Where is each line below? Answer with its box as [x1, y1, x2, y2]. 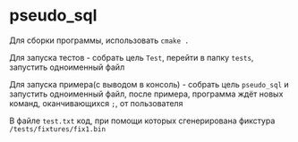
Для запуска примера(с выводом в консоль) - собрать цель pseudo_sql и [9, 79, 289, 89]
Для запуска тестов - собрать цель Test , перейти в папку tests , [9, 52, 254, 63]
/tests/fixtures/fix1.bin [9, 124, 106, 134]
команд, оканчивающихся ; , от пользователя [9, 97, 183, 108]
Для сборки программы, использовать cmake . [9, 35, 190, 46]
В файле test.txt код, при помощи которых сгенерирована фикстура [9, 115, 276, 126]
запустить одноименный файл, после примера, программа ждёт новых [9, 88, 284, 99]
